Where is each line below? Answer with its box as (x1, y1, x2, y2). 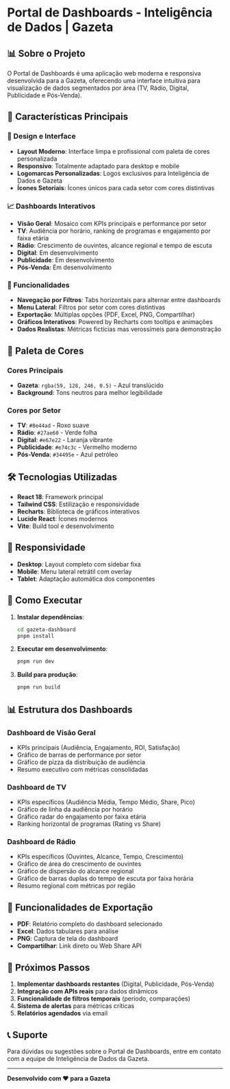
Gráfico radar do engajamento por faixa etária (16, 812, 146, 821)
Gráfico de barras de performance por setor (16, 750, 142, 759)
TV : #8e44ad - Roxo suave (16, 421, 90, 430)
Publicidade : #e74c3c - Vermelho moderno (16, 443, 138, 451)
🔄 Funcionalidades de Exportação (7, 902, 153, 913)
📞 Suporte (7, 1029, 48, 1041)
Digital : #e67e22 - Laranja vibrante (16, 436, 113, 444)
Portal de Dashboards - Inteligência (7, 5, 213, 21)
